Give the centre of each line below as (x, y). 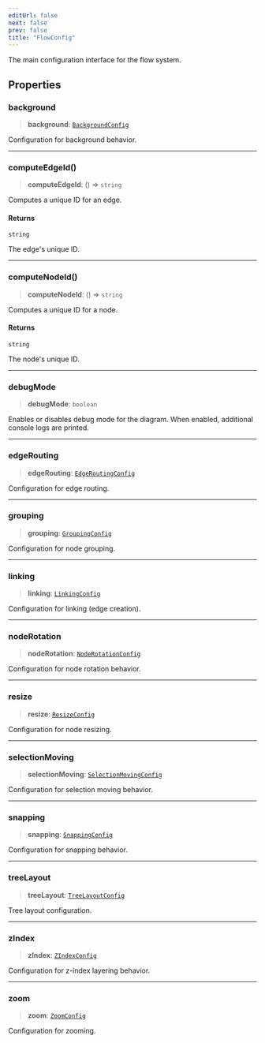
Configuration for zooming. (52, 1031)
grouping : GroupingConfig (69, 533)
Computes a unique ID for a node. (63, 309)
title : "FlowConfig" (42, 37)
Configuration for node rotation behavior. (75, 669)
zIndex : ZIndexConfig (62, 955)
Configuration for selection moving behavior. (81, 790)
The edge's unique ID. (44, 249)
